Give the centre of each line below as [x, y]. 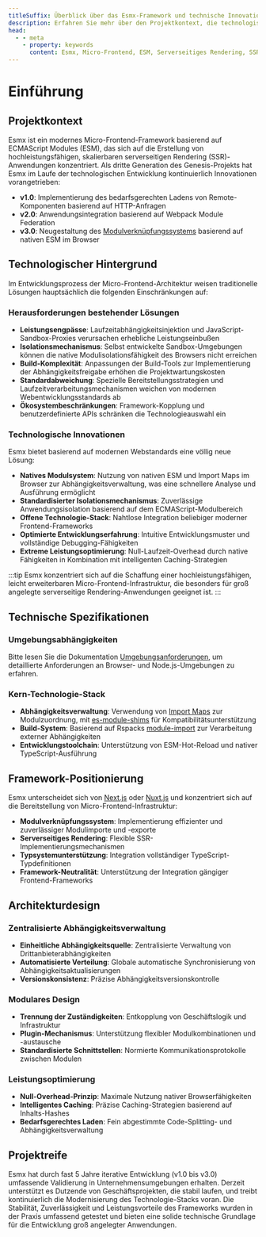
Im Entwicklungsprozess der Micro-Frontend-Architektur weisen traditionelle [133, 283]
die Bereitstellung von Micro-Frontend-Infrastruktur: [93, 806]
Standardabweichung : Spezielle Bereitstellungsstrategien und [122, 381]
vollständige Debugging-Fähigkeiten [79, 543]
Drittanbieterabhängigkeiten [65, 953]
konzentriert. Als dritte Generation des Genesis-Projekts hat [155, 165]
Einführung [46, 92]
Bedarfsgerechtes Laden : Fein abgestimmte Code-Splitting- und [125, 1122]
